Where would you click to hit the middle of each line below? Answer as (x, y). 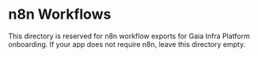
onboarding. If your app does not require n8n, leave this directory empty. (127, 44)
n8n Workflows (60, 14)
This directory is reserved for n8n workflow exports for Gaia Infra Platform (129, 36)
